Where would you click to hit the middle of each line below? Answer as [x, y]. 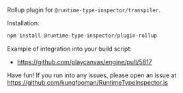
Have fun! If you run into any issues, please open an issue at [92, 75]
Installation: [23, 23]
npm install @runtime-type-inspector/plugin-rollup [82, 36]
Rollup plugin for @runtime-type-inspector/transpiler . [84, 10]
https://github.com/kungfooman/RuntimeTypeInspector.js [88, 82]
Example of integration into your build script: [69, 49]
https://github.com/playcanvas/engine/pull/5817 [84, 62]
